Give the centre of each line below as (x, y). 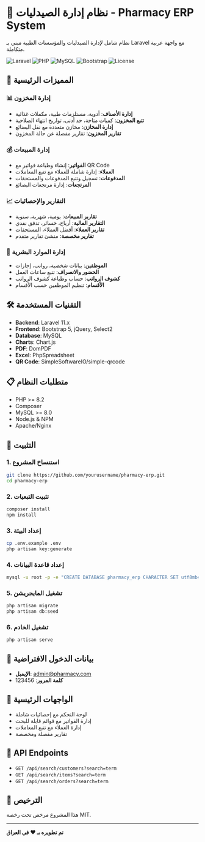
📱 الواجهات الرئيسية (40, 700)
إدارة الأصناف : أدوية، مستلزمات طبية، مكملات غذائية (74, 113)
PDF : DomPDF (33, 349)
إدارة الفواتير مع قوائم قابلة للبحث (53, 721)
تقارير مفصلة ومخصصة (41, 734)
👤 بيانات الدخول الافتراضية (50, 659)
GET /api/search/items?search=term (60, 775)
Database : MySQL (38, 336)
